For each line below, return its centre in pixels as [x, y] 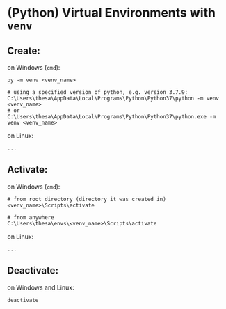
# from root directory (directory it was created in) [87, 199]
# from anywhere [31, 217]
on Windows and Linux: [41, 287]
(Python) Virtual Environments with [112, 13]
